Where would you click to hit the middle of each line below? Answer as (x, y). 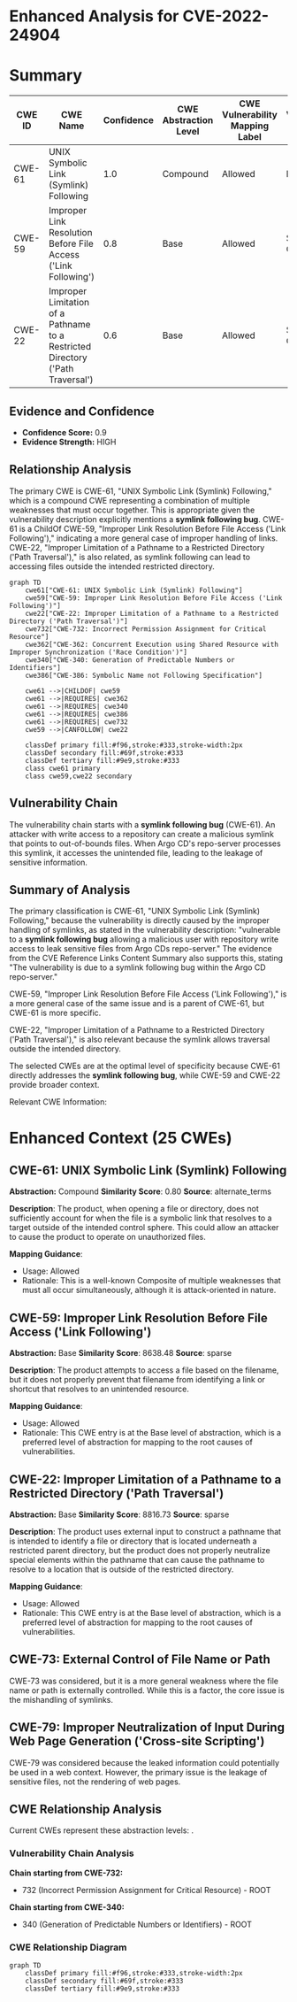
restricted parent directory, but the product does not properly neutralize (140, 1550)
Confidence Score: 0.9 (65, 432)
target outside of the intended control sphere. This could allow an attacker (144, 1228)
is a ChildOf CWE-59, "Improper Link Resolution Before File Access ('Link (152, 528)
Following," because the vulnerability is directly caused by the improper (139, 920)
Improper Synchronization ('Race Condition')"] (99, 652)
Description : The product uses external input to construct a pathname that (145, 1532)
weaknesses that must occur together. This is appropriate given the (132, 510)
